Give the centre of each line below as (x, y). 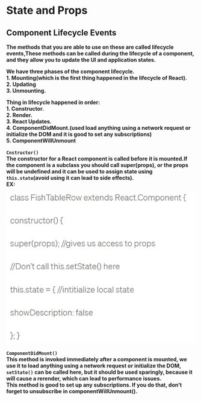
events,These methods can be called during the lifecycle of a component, (100, 54)
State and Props (47, 11)
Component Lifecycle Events (61, 33)
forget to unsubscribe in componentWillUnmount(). (72, 391)
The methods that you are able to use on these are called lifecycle (90, 47)
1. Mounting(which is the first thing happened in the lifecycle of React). (97, 78)
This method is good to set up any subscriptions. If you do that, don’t (94, 385)
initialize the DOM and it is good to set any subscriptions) (79, 134)
